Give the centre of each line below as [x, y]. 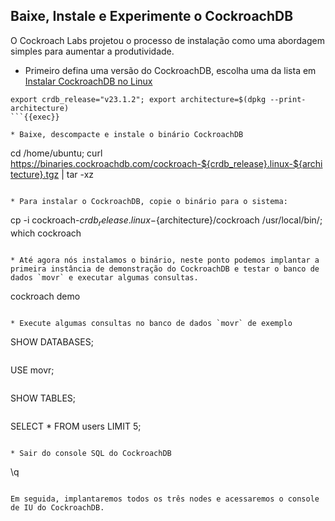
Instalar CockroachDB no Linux [88, 81]
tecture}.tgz [35, 174]
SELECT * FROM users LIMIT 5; [76, 426]
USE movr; [32, 370]
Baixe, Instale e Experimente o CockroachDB [152, 16]
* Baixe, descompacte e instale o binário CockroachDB [127, 134]
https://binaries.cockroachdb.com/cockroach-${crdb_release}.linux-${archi [166, 163]
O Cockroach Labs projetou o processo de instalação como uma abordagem [167, 40]
